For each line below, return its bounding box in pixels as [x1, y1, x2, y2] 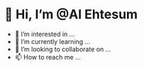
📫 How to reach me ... [14, 52, 81, 61]
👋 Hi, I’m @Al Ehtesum [4, 6, 138, 23]
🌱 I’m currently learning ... [14, 37, 91, 45]
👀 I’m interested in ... [14, 30, 75, 38]
